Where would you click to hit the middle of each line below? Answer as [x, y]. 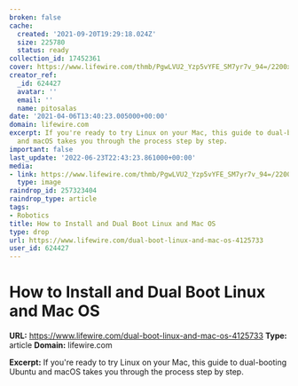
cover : [21, 67]
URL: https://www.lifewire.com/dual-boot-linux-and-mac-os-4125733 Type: [148, 336]
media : [21, 166]
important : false [41, 149]
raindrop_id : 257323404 [53, 191]
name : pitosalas [47, 108]
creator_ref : [33, 75]
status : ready [43, 51]
